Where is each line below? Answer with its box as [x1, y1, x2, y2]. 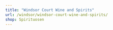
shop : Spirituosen [5, 17, 44, 22]
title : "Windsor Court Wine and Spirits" [5, 7, 95, 13]
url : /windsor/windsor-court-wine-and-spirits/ [5, 12, 108, 17]
